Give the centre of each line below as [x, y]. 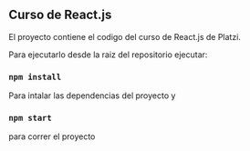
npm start [30, 118]
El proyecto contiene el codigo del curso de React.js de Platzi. [125, 36]
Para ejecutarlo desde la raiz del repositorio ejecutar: [108, 55]
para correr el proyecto [52, 136]
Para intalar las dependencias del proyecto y [92, 96]
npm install [35, 77]
